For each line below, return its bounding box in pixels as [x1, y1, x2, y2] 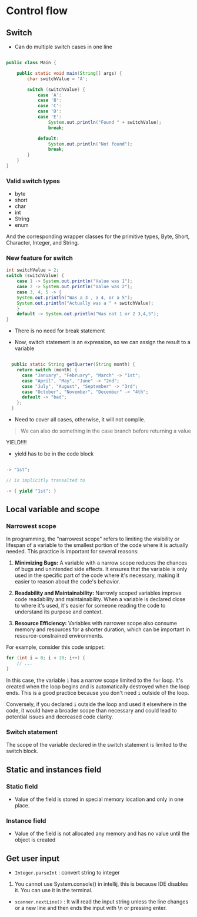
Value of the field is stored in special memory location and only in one [14, 796, 184, 803]
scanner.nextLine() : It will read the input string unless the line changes [14, 898, 189, 905]
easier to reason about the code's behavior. [14, 578, 121, 585]
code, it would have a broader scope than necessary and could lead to [6, 707, 178, 714]
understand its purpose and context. [14, 608, 103, 615]
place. [14, 802, 30, 809]
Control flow [6, 4, 68, 18]
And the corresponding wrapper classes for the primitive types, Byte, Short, [6, 233, 190, 240]
